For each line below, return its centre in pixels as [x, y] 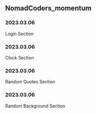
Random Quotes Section [30, 82]
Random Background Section [35, 106]
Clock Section [19, 58]
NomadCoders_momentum [48, 8]
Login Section [19, 34]
